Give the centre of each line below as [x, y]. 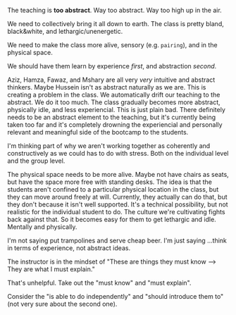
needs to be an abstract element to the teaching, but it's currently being [112, 117]
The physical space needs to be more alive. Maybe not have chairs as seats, [118, 174]
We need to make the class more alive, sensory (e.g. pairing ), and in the [112, 45]
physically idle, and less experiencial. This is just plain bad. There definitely [116, 110]
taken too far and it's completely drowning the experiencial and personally [115, 125]
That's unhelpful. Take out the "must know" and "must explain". [99, 283]
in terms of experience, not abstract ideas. [69, 248]
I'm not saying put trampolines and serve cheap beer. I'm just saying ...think [117, 240]
